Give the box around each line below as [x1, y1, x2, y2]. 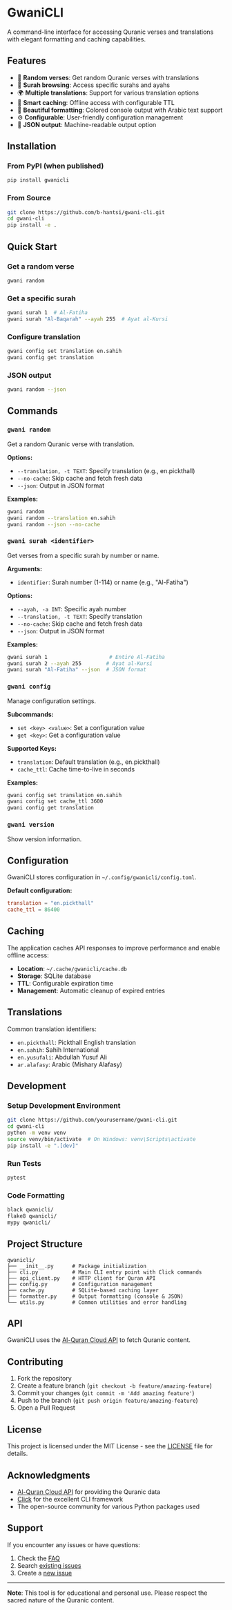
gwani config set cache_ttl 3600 [7, 798, 104, 805]
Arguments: [7, 564, 43, 573]
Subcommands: [7, 710, 54, 718]
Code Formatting [7, 1190, 66, 1200]
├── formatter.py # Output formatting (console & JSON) [7, 1293, 184, 1300]
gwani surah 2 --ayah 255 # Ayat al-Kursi [7, 660, 153, 667]
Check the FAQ [17, 1554, 60, 1562]
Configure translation [7, 332, 81, 341]
